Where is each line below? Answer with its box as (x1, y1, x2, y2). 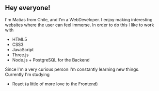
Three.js (12, 52, 29, 58)
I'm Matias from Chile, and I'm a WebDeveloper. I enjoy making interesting (5, 16, 153, 22)
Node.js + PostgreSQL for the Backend (12, 57, 90, 62)
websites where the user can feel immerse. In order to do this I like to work (5, 22, 154, 28)
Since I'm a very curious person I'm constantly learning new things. (5, 66, 140, 72)
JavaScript (12, 46, 34, 52)
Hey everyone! (5, 4, 50, 12)
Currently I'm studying (5, 71, 50, 77)
